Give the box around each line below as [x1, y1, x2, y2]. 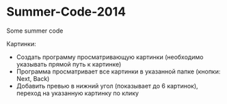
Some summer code [6, 27, 64, 35]
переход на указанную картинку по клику [16, 89, 139, 97]
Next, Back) [16, 74, 50, 82]
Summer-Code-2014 [6, 4, 126, 20]
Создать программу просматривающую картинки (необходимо [16, 52, 204, 61]
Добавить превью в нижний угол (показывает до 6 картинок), [16, 82, 199, 90]
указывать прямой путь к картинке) [16, 60, 122, 68]
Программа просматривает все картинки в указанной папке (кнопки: [16, 67, 221, 75]
